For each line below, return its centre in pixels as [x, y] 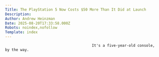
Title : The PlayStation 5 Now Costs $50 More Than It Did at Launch [76, 9]
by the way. [17, 50]
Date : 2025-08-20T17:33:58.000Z [38, 23]
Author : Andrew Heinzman [30, 19]
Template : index [21, 32]
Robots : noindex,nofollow [31, 28]
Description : [18, 14]
